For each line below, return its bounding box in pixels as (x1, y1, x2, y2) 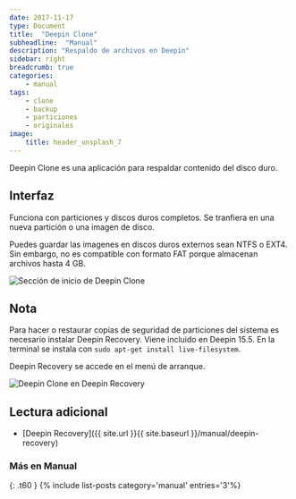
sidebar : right (9, 55, 66, 63)
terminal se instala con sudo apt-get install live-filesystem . (9, 343, 241, 354)
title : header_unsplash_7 (25, 138, 123, 147)
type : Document (9, 21, 66, 30)
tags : (9, 88, 30, 97)
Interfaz (9, 189, 55, 204)
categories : (9, 72, 54, 80)
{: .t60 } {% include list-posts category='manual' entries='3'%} (9, 480, 241, 491)
